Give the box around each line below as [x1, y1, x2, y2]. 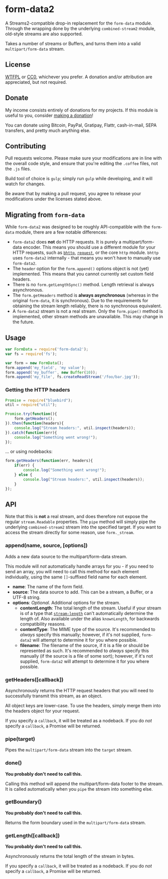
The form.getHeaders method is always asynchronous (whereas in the [12, 292, 159, 298]
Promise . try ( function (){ [5, 412, 57, 417]
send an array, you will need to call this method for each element [5, 568, 139, 574]
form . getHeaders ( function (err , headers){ [5, 458, 93, 463]
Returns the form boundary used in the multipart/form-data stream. [5, 819, 146, 825]
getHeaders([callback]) [5, 676, 64, 683]
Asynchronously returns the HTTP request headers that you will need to [5, 687, 154, 693]
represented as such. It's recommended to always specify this [20, 648, 149, 654]
